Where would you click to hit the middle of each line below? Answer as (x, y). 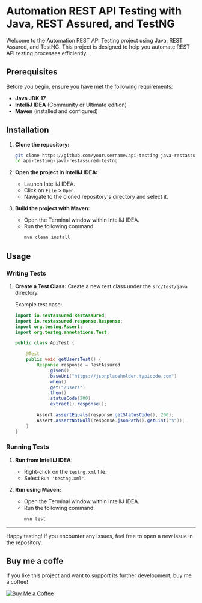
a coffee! (17, 582)
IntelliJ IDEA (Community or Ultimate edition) (71, 105)
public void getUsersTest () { (64, 359)
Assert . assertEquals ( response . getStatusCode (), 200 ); (106, 415)
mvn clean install (47, 238)
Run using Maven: (38, 489)
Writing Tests (26, 273)
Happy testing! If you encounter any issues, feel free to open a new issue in (100, 536)
